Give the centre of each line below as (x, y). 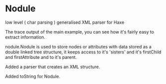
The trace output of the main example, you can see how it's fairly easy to (80, 32)
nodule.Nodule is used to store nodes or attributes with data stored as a (79, 46)
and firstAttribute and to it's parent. (41, 57)
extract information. (25, 37)
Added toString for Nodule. (33, 76)
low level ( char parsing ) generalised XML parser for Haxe (65, 22)
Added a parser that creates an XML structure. (53, 67)
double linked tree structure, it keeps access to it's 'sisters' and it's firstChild (83, 52)
